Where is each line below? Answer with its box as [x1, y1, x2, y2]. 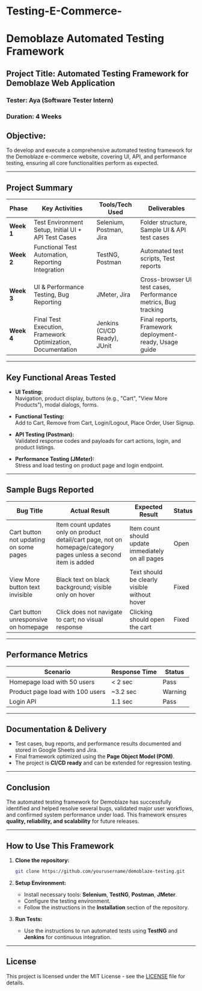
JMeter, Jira [96, 290, 131, 299]
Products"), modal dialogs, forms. [14, 401, 99, 408]
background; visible [56, 583, 112, 591]
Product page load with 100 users [9, 687, 106, 696]
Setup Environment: [14, 879, 66, 886]
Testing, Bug [34, 290, 69, 299]
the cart [129, 622, 152, 631]
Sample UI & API [140, 226, 186, 234]
